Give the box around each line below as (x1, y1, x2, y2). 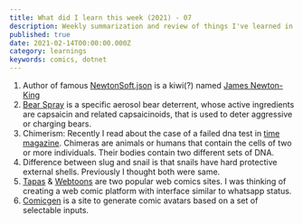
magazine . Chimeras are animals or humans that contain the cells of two (22, 137, 292, 148)
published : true (9, 30, 71, 39)
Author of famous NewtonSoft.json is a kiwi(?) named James (22, 80, 249, 90)
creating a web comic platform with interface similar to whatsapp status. (22, 186, 292, 196)
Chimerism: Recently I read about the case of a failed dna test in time (22, 128, 280, 138)
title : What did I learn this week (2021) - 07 (9, 13, 193, 23)
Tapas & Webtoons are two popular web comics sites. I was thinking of (22, 176, 287, 186)
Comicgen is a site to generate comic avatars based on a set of (22, 195, 259, 206)
